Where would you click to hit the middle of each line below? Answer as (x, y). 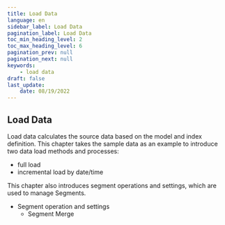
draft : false (26, 78)
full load (29, 164)
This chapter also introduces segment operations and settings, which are (112, 185)
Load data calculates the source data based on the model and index (104, 136)
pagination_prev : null (40, 53)
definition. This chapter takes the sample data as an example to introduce (113, 143)
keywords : (22, 65)
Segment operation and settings (63, 206)
